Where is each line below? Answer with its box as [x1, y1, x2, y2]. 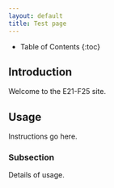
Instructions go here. [8, 131, 78, 142]
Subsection [8, 152, 55, 163]
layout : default [8, 11, 63, 20]
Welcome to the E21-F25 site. [8, 87, 107, 96]
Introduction [8, 65, 73, 79]
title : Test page [8, 19, 67, 28]
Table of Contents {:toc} [19, 41, 101, 51]
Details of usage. [8, 170, 65, 180]
